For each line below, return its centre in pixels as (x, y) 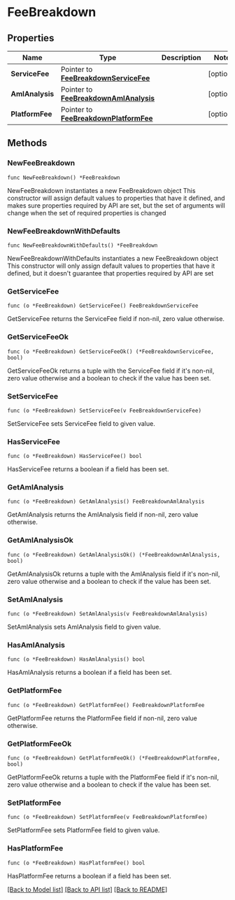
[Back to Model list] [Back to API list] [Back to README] (87, 890)
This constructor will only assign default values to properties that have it (111, 266)
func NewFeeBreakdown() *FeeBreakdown (64, 178)
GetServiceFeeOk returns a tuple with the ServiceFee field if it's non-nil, (111, 371)
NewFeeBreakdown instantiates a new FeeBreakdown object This (101, 190)
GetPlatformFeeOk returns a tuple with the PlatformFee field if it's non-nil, (113, 777)
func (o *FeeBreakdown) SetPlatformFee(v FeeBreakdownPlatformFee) (108, 817)
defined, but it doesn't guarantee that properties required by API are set (111, 273)
